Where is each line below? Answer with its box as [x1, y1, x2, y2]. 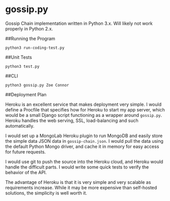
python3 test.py [5, 64, 40, 69]
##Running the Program [5, 35, 56, 42]
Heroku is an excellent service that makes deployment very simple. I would [5, 101, 162, 107]
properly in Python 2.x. [5, 25, 53, 31]
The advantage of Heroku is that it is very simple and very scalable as [5, 179, 151, 185]
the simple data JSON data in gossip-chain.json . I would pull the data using [5, 138, 164, 144]
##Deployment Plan [5, 91, 47, 97]
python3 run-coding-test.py [5, 45, 65, 50]
